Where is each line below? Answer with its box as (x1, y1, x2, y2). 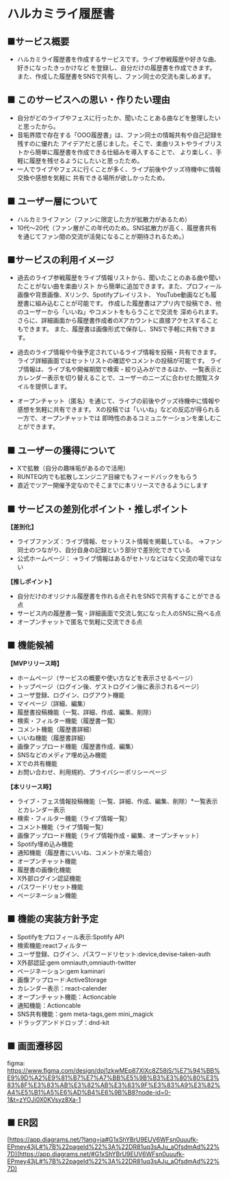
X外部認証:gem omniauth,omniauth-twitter (16, 958, 137, 967)
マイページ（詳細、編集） (16, 699, 90, 708)
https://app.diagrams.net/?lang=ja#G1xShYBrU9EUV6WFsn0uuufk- (9, 1135, 199, 1144)
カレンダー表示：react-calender (16, 984, 107, 992)
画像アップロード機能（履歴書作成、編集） (16, 742, 137, 750)
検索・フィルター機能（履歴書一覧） (16, 717, 120, 725)
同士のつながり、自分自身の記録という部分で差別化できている (16, 546, 191, 554)
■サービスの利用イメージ (7, 254, 114, 266)
